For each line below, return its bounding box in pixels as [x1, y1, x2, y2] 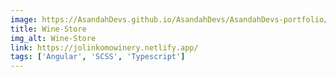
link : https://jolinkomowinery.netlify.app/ [10, 42, 199, 53]
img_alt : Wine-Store [10, 33, 97, 43]
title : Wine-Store [10, 24, 87, 34]
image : [10, 14, 38, 25]
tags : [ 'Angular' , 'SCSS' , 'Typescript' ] [10, 52, 186, 62]
